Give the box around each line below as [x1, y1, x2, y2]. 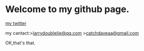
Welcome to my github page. [5, 4, 130, 15]
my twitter [5, 20, 26, 26]
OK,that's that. [5, 39, 36, 46]
